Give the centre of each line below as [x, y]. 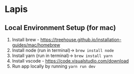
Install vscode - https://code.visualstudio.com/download [70, 61]
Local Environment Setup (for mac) [60, 28]
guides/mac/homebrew [36, 45]
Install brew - [26, 39]
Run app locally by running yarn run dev [54, 66]
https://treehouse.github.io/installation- [81, 39]
